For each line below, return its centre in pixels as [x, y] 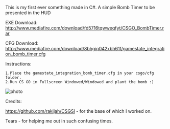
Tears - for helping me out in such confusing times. [59, 121]
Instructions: [18, 64]
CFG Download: [22, 43]
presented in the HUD [28, 13]
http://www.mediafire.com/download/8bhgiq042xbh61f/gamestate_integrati [85, 49]
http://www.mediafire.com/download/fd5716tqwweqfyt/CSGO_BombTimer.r [85, 28]
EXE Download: [21, 23]
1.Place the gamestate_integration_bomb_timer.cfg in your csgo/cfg [80, 73]
